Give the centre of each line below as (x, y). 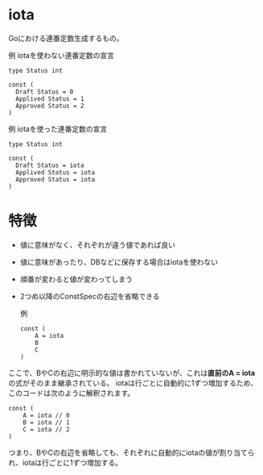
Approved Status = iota (55, 179)
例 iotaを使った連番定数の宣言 (58, 129)
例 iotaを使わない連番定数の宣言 (62, 55)
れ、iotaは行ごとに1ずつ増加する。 (66, 462)
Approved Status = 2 (50, 106)
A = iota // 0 (46, 415)
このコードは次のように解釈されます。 (72, 393)
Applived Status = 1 (50, 98)
